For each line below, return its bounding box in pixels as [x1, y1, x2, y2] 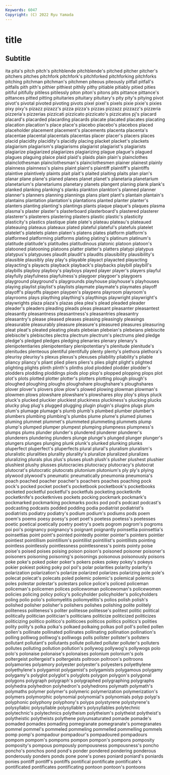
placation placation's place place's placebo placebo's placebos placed [5, 121, 153, 127]
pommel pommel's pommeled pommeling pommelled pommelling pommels [5, 726, 162, 732]
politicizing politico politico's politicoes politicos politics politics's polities [5, 618, 157, 624]
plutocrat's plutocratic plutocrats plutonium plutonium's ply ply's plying [5, 467, 154, 473]
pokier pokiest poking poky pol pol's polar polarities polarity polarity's [5, 564, 151, 570]
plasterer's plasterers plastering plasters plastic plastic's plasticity [5, 213, 144, 219]
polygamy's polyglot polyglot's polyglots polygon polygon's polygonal [5, 672, 152, 678]
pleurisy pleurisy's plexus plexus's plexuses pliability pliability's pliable [5, 353, 153, 360]
